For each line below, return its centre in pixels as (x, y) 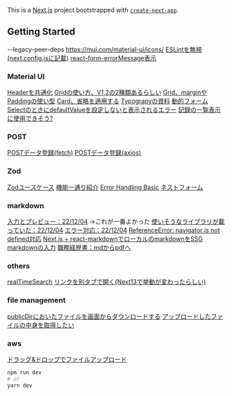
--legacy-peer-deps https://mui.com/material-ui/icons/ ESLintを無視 (105, 49)
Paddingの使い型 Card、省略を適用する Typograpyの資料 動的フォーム (108, 101)
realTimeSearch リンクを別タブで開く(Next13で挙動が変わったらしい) (107, 282)
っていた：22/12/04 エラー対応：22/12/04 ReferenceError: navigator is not (114, 230)
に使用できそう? (30, 119)
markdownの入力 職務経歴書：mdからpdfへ (69, 248)
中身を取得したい (50, 325)
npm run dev (24, 372)
